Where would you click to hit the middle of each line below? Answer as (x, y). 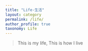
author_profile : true (28, 24)
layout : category (23, 15)
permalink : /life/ (24, 19)
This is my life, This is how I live (50, 43)
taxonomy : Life (21, 29)
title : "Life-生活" (25, 10)
